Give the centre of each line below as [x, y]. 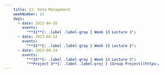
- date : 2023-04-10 [37, 23]
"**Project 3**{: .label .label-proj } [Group [75, 64]
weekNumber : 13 [29, 14]
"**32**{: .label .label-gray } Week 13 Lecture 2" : [81, 46]
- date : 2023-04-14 [37, 50]
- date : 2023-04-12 [37, 37]
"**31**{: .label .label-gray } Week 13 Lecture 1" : [81, 32]
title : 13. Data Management [42, 9]
